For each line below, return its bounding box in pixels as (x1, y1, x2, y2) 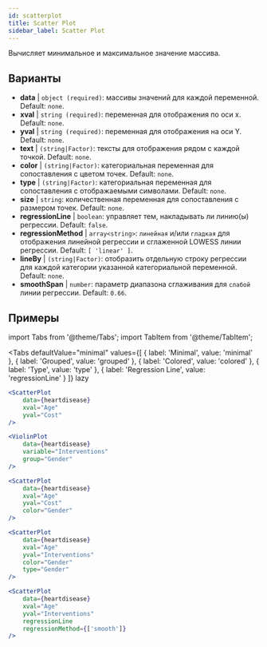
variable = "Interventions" (22, 448, 109, 456)
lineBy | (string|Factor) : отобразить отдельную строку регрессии (19, 254, 247, 264)
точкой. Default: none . (19, 153, 92, 162)
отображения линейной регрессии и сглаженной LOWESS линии (19, 237, 241, 247)
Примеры (8, 311, 60, 324)
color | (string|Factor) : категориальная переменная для (19, 161, 214, 170)
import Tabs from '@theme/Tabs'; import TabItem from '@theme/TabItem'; (8, 332, 253, 342)
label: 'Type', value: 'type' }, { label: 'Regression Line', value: (8, 365, 206, 374)
